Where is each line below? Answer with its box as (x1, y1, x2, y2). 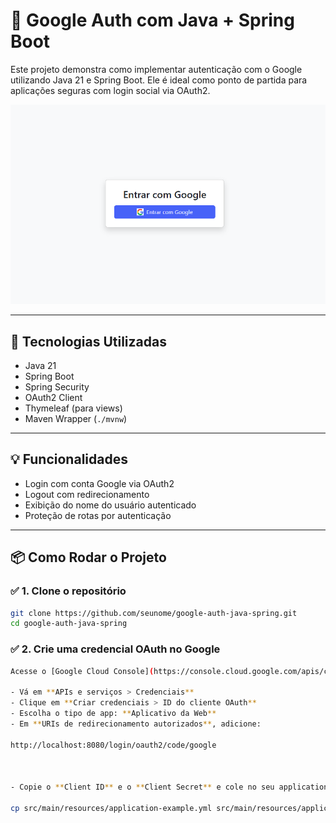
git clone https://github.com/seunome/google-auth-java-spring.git (10, 608, 298, 618)
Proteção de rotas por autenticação (24, 509, 172, 521)
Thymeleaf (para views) (24, 402, 123, 414)
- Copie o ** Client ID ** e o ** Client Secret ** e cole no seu (10, 782, 275, 793)
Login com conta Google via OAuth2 (24, 477, 175, 489)
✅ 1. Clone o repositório (10, 584, 127, 598)
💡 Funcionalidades (10, 451, 128, 468)
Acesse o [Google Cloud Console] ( (10, 666, 155, 676)
